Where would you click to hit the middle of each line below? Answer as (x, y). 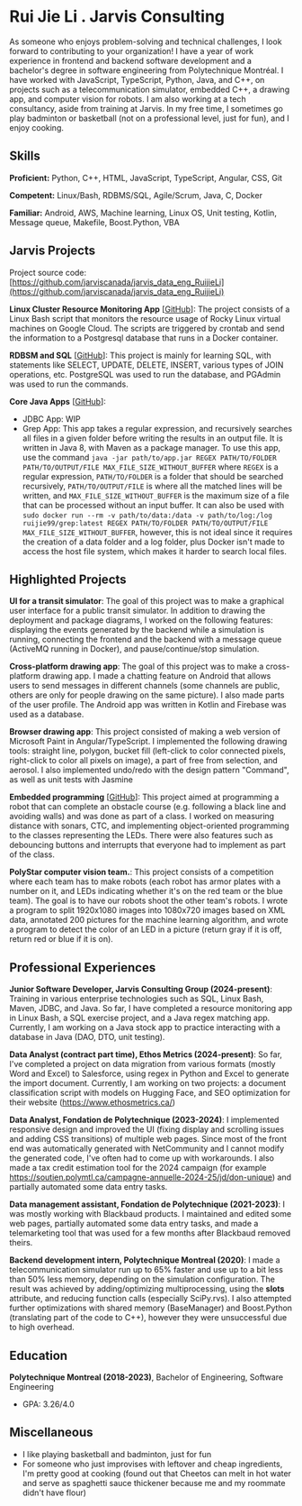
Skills (25, 156)
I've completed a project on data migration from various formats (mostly (142, 1064)
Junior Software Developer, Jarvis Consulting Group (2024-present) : (141, 990)
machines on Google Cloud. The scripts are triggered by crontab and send (147, 328)
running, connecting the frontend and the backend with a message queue (146, 639)
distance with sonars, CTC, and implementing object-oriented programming (149, 826)
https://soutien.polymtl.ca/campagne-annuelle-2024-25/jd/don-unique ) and (151, 1177)
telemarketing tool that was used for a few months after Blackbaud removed (150, 1233)
